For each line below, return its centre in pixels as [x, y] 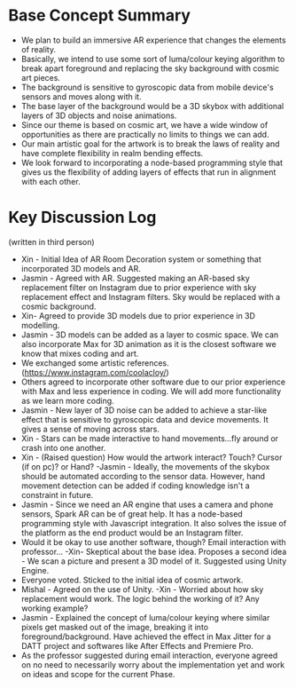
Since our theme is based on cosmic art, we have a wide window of [144, 124]
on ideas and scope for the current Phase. [98, 674]
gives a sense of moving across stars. [90, 429]
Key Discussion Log [82, 217]
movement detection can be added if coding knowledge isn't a [135, 486]
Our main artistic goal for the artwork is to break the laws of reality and [150, 144]
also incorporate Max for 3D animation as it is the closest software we [148, 344]
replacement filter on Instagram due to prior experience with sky [139, 287]
